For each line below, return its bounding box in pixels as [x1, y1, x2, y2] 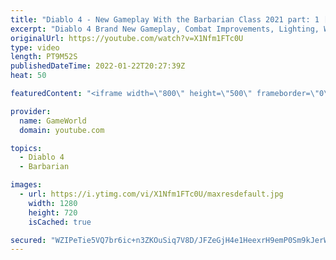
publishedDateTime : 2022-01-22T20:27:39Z [10, 61, 186, 71]
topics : [10, 143, 43, 153]
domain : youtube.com [19, 125, 105, 135]
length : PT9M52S [10, 52, 78, 62]
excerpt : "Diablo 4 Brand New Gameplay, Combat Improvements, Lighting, [10, 24, 320, 34]
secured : [10, 235, 47, 245]
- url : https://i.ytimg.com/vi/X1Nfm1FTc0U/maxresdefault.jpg [19, 189, 284, 199]
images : [10, 180, 43, 190]
